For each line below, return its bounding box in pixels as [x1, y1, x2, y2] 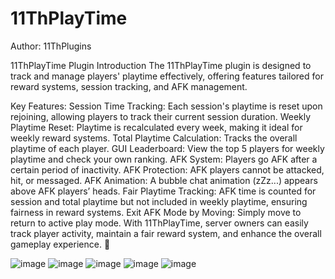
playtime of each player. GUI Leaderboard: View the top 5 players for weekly [10, 142, 325, 154]
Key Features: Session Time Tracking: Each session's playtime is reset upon [10, 100, 323, 112]
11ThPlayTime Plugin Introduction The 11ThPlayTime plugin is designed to [10, 59, 312, 71]
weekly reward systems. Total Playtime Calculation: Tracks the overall [10, 132, 298, 144]
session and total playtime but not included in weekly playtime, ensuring [10, 195, 308, 207]
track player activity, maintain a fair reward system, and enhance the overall [10, 227, 322, 239]
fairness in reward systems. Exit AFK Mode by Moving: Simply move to [10, 206, 302, 218]
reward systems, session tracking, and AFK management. [10, 80, 248, 92]
